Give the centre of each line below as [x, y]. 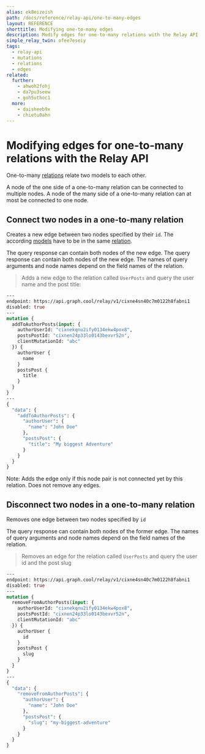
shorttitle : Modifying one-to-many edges [60, 29]
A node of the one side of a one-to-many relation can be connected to [95, 187]
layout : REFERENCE [30, 23]
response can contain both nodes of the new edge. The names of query [97, 259]
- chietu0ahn [34, 115]
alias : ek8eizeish [30, 12]
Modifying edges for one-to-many [95, 145]
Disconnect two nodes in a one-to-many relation [101, 505]
